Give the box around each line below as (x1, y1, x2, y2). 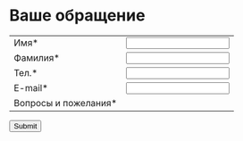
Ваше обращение (9, 5, 146, 26)
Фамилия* (13, 52, 60, 64)
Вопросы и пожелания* (13, 96, 118, 109)
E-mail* (13, 82, 49, 95)
